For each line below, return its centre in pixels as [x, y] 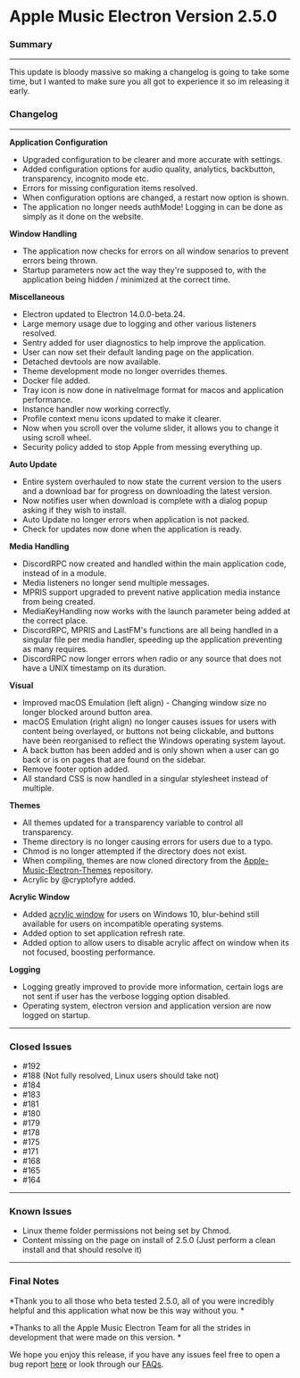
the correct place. [55, 620]
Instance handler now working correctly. [96, 409]
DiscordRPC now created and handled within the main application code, [154, 564]
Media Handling [39, 546]
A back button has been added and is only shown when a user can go [150, 750]
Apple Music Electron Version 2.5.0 [143, 17]
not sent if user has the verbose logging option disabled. [126, 996]
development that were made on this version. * [95, 1337]
